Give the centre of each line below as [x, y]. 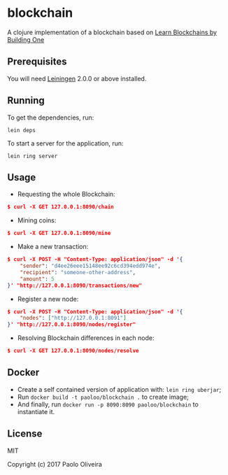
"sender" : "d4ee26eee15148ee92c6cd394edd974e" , [90, 266]
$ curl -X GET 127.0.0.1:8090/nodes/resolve [73, 351]
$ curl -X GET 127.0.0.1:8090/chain [60, 207]
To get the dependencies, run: [51, 118]
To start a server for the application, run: [65, 143]
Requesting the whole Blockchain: [66, 194]
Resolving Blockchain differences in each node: [86, 338]
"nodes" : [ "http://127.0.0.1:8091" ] [73, 318]
